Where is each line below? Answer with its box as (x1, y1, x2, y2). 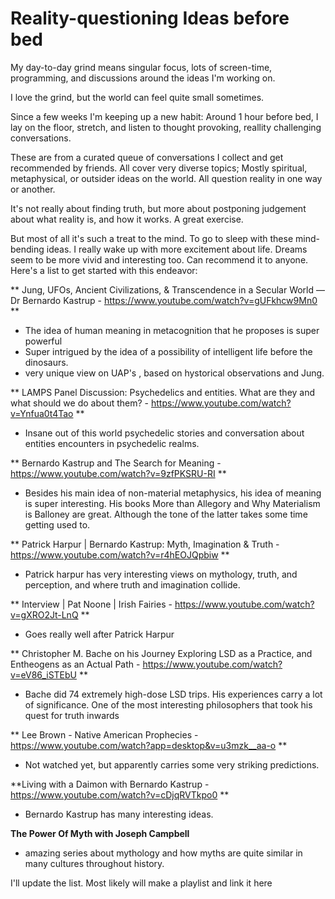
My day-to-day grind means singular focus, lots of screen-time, (10, 61, 273, 73)
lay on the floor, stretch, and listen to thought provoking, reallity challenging (10, 121, 322, 133)
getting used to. (24, 518, 91, 531)
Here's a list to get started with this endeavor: (10, 264, 198, 276)
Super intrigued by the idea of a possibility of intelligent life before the (24, 345, 313, 357)
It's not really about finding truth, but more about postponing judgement (10, 202, 307, 214)
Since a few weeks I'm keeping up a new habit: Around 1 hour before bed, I (10, 110, 319, 122)
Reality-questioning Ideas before (10, 7, 290, 30)
